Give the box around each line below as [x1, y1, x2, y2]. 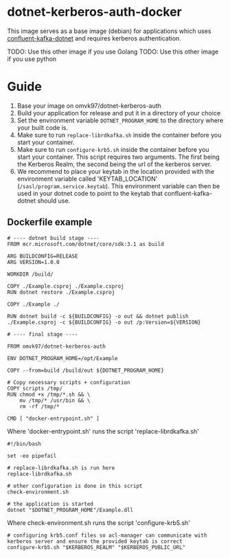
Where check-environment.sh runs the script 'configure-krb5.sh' [7, 518, 191, 526]
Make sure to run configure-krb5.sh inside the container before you [16, 145, 209, 153]
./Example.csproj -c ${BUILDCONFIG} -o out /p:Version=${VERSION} [7, 319, 201, 326]
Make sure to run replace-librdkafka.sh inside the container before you [16, 131, 222, 139]
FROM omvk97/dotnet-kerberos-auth [7, 343, 106, 350]
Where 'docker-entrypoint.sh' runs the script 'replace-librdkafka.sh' [7, 427, 199, 435]
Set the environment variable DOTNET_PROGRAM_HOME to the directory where [16, 116, 224, 124]
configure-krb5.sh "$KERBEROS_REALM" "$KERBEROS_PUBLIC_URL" [7, 544, 186, 550]
